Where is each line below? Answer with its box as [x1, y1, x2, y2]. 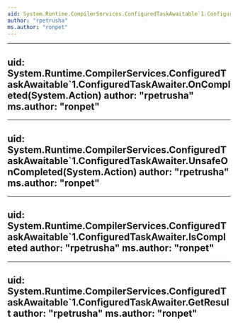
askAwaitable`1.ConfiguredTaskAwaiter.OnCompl [7, 78, 231, 91]
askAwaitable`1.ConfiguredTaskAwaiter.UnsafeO [7, 155, 228, 167]
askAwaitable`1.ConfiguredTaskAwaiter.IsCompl [7, 231, 227, 243]
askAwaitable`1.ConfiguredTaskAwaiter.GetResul [7, 296, 229, 308]
